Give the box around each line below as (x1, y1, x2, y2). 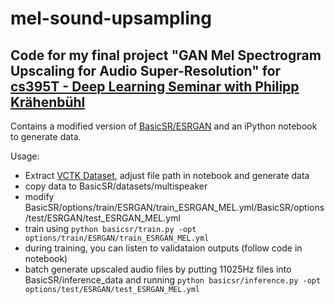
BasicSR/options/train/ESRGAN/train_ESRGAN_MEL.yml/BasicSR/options (24, 202, 325, 213)
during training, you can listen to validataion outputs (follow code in (24, 242, 303, 254)
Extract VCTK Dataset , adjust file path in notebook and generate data (24, 170, 310, 181)
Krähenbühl (10, 93, 86, 111)
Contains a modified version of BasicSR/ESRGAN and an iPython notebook (10, 120, 318, 132)
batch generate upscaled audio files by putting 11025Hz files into (24, 263, 292, 275)
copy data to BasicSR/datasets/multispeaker (24, 180, 208, 192)
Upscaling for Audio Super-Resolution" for (10, 62, 282, 79)
